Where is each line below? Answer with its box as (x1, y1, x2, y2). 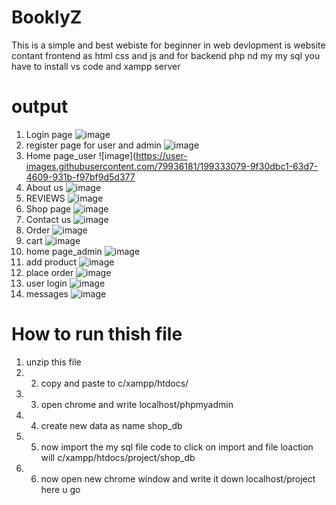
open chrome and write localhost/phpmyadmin (40, 398, 234, 410)
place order (25, 266, 74, 278)
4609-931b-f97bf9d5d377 (25, 171, 136, 183)
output (11, 96, 69, 118)
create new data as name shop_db (40, 419, 183, 431)
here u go (40, 483, 81, 495)
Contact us (25, 213, 72, 225)
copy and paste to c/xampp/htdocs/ (40, 377, 189, 389)
